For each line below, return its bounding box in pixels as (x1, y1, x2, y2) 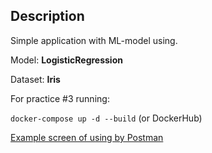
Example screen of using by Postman (10, 131, 164, 143)
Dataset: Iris (10, 73, 61, 85)
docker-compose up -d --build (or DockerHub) (10, 112, 203, 124)
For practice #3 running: (10, 92, 110, 104)
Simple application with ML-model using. (10, 34, 178, 46)
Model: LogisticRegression (10, 54, 123, 66)
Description (10, 8, 85, 25)
